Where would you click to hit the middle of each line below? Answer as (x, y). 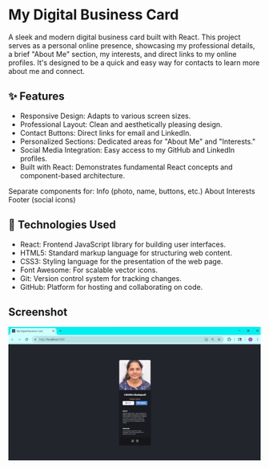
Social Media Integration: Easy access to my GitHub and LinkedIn (127, 149)
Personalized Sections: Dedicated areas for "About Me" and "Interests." (138, 141)
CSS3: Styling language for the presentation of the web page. (121, 261)
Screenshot (38, 312)
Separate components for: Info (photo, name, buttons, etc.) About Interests (132, 191)
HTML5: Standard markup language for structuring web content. (126, 253)
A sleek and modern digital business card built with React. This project (124, 37)
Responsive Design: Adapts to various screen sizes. (105, 116)
